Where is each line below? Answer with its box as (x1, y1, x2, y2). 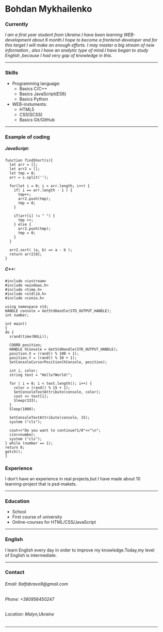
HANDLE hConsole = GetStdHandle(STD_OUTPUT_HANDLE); (9, 347, 118, 352)
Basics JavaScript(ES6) (19, 91, 66, 97)
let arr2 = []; (9, 166, 40, 171)
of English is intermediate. (5, 552, 57, 558)
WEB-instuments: (12, 101, 48, 107)
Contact (5, 569, 25, 576)
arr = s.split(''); (9, 175, 49, 180)
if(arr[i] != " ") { (14, 213, 55, 218)
